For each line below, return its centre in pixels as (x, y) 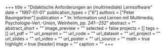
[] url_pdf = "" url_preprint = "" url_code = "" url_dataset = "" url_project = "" (83, 33)
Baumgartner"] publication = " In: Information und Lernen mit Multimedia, (80, 18)
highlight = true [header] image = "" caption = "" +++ (59, 44)
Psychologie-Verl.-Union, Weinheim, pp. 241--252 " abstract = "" (70, 23)
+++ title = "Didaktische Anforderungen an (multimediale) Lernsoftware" (79, 7)
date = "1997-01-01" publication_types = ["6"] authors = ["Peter (70, 12)
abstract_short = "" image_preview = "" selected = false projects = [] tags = (82, 28)
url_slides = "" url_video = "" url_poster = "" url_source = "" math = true (78, 39)
